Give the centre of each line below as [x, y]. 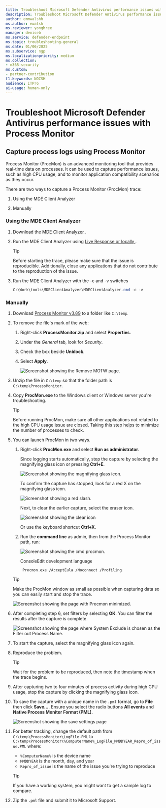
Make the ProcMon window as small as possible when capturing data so [86, 589]
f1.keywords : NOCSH [26, 79]
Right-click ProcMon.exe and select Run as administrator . [80, 449]
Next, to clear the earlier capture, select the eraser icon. [77, 507]
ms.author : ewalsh [24, 24]
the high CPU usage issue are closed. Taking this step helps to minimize [86, 425]
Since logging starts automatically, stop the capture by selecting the [89, 459]
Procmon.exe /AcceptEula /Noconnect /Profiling [72, 570]
